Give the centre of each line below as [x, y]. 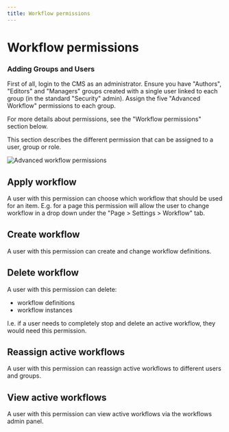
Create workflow [44, 235]
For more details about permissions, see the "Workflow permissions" [104, 119]
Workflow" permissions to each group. [62, 106]
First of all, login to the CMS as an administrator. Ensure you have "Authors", [114, 84]
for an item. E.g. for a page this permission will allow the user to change [108, 205]
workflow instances [45, 310]
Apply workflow [42, 182]
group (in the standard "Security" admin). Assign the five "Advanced [104, 99]
